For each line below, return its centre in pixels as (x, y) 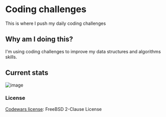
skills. (11, 57)
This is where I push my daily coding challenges (56, 23)
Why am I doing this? (39, 39)
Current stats (27, 73)
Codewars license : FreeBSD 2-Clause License (53, 109)
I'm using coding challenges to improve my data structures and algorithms (83, 51)
